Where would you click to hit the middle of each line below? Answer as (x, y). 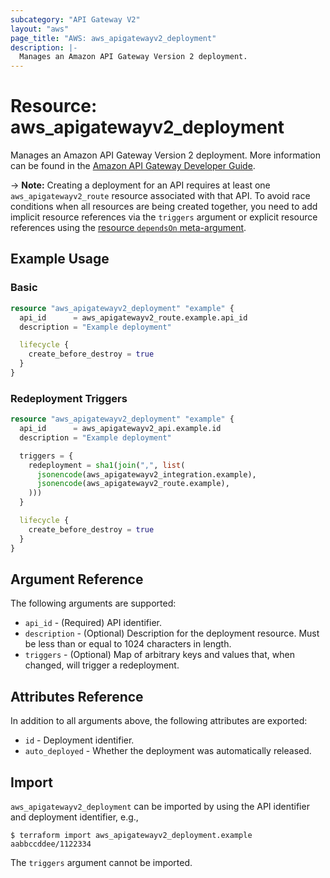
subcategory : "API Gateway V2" (75, 19)
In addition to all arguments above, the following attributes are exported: (159, 721)
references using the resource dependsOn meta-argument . (128, 228)
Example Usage (60, 259)
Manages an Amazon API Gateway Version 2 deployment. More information (166, 155)
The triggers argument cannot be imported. (101, 862)
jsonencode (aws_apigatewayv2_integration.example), (146, 474)
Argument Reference (77, 579)
